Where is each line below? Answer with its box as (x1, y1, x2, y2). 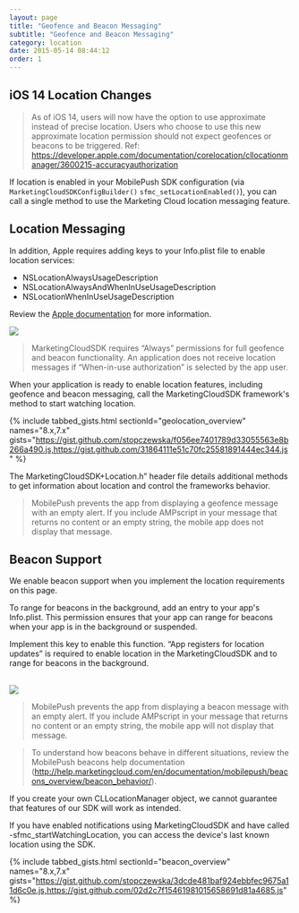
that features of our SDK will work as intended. (9, 803, 182, 814)
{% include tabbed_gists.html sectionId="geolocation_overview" (9, 415, 246, 426)
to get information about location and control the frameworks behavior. (9, 480, 270, 491)
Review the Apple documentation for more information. (9, 308, 212, 319)
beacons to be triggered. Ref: (30, 140, 141, 150)
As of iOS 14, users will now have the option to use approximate (30, 111, 266, 122)
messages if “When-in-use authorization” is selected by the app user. (30, 362, 288, 372)
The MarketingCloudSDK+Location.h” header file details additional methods (9, 471, 288, 482)
